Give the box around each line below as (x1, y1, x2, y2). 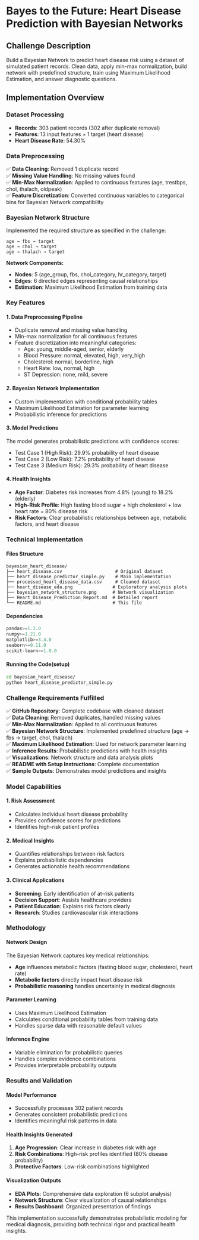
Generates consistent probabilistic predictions (14, 1111, 128, 1118)
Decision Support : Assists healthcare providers (14, 896, 132, 903)
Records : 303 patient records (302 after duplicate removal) (14, 124, 160, 131)
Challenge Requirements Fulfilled (6, 693, 105, 702)
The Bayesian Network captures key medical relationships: (6, 952, 150, 959)
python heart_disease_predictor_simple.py (6, 679, 113, 686)
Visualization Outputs (6, 1177, 61, 1184)
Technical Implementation (6, 535, 83, 544)
